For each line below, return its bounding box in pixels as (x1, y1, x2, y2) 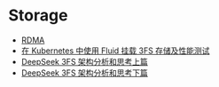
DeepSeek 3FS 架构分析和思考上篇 (20, 56, 148, 67)
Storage (8, 5, 68, 26)
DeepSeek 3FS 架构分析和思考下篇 (20, 67, 148, 78)
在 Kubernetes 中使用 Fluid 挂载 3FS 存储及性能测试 (20, 45, 210, 56)
